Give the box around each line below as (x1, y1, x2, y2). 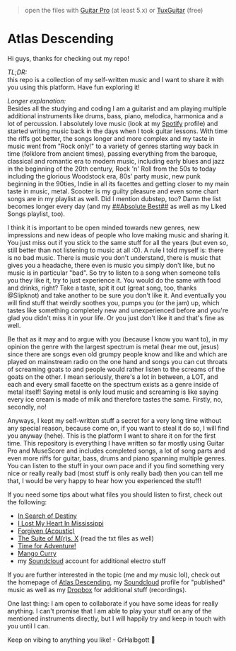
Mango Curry (17, 549, 57, 557)
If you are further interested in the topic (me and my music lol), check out (7, 570, 220, 579)
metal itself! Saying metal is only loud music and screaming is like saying (7, 387, 219, 396)
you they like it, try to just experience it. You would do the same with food (7, 276, 221, 284)
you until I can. (7, 621, 51, 630)
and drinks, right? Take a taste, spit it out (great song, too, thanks (7, 283, 197, 292)
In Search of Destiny (17, 511, 78, 520)
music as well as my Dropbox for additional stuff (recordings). (7, 585, 187, 594)
